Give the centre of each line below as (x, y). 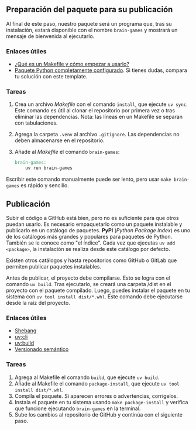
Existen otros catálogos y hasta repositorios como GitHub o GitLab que (92, 260)
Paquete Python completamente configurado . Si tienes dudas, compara (101, 70)
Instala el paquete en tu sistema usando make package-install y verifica (101, 402)
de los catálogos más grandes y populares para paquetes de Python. (89, 236)
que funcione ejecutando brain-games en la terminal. (78, 408)
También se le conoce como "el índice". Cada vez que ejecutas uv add (91, 243)
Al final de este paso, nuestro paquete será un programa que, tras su (89, 23)
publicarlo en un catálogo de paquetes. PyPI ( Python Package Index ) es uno (98, 230)
